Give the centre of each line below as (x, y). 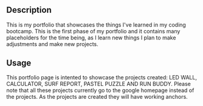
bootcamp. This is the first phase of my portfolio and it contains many (93, 31)
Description (29, 10)
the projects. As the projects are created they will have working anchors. (97, 97)
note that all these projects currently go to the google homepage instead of (100, 90)
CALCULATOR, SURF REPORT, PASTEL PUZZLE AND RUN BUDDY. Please (99, 84)
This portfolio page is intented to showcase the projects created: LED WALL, (102, 78)
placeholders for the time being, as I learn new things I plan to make (91, 38)
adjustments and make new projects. (52, 44)
